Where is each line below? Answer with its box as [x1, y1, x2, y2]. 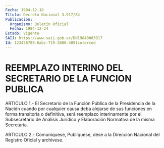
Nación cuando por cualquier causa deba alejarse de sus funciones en [5, 106, 152, 112]
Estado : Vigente [5, 31, 39, 36]
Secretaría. [5, 122, 28, 128]
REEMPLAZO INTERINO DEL [5, 62, 123, 73]
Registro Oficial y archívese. [5, 137, 64, 143]
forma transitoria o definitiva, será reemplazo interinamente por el [5, 111, 142, 117]
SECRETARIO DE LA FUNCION [5, 73, 132, 84]
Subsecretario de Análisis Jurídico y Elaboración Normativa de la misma [5, 116, 155, 122]
